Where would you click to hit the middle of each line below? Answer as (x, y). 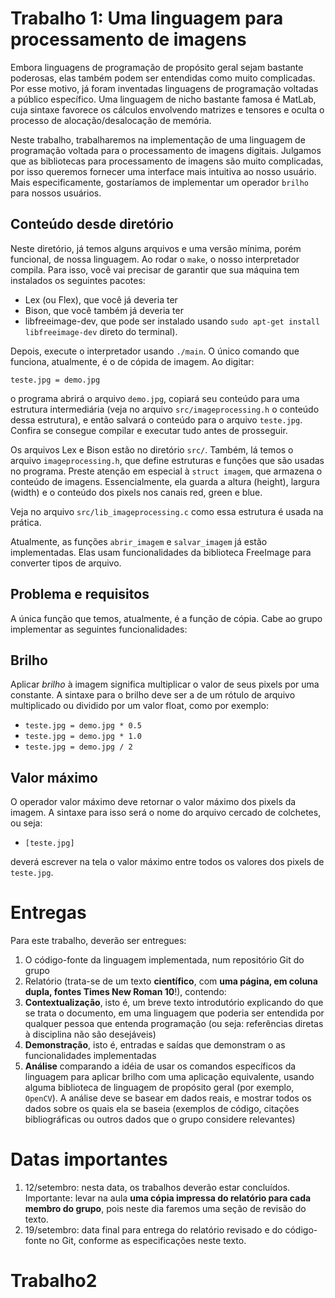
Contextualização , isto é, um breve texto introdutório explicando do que (174, 1003)
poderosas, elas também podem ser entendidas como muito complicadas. (163, 78)
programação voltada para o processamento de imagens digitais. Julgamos (166, 150)
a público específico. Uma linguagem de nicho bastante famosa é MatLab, (163, 99)
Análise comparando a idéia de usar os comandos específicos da (160, 1066)
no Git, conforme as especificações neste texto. (147, 1241)
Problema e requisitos (80, 594)
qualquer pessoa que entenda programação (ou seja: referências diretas (174, 1024)
